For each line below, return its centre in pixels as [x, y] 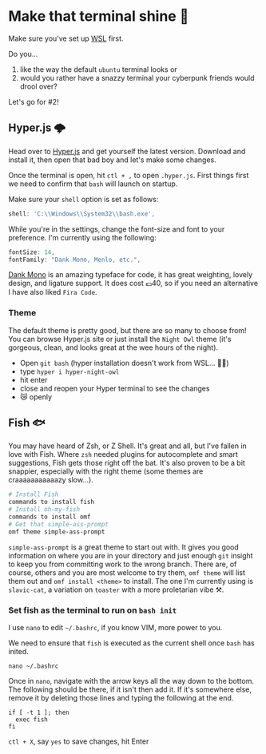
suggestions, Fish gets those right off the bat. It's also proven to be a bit [127, 463]
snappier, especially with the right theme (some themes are [106, 471]
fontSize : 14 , [32, 252]
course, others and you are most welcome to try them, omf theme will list [127, 572]
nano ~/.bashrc [34, 666]
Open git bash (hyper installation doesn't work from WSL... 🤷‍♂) [124, 363]
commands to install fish [51, 502]
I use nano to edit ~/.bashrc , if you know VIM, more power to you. [115, 628]
